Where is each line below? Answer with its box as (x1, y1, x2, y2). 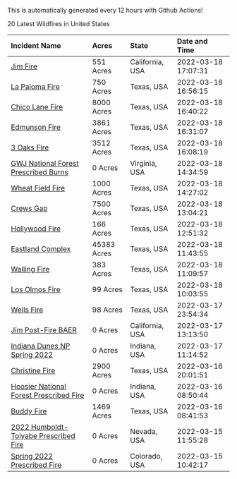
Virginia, (130, 159, 157, 168)
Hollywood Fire (11, 224, 61, 234)
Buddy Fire (11, 406, 47, 416)
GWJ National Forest (11, 159, 79, 168)
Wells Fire (11, 305, 44, 315)
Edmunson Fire (11, 123, 61, 132)
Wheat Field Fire (11, 183, 66, 193)
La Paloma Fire (11, 82, 60, 91)
